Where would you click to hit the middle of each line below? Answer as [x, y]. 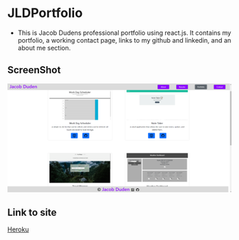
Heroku [18, 229]
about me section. [44, 48]
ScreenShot [34, 70]
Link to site [32, 212]
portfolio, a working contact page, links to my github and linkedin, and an [124, 40]
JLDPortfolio [45, 13]
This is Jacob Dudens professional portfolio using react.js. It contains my [124, 33]
